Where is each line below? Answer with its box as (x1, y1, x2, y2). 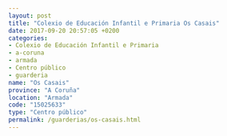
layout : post (8, 11, 52, 20)
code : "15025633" (8, 101, 66, 109)
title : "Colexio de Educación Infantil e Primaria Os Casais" (8, 19, 220, 27)
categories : (8, 34, 48, 42)
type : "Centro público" (8, 109, 88, 117)
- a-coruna (8, 49, 45, 57)
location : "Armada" (8, 94, 74, 102)
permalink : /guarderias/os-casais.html (8, 116, 141, 124)
